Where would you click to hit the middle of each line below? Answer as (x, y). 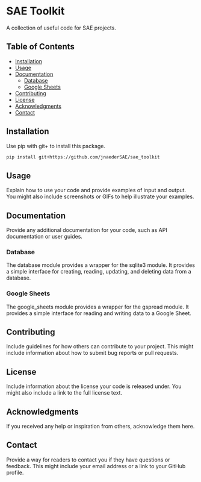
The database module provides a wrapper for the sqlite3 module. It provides (101, 265)
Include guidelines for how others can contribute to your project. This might (100, 346)
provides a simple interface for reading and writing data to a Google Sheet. (99, 313)
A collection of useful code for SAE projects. (61, 28)
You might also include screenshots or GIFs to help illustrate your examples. (100, 196)
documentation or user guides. (45, 237)
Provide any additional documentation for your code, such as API (87, 230)
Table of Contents (41, 47)
